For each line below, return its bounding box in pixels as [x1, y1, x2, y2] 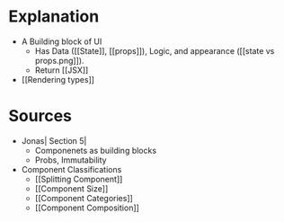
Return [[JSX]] [34, 65, 89, 75]
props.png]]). [34, 55, 84, 66]
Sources [8, 106, 73, 127]
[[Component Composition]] [34, 202, 140, 213]
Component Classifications [21, 164, 122, 174]
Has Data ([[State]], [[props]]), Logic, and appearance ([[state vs [34, 45, 275, 56]
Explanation [8, 6, 100, 27]
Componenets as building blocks [34, 145, 157, 155]
